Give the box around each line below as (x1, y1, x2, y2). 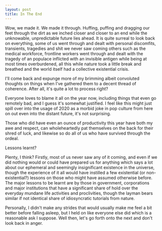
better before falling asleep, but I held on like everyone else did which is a (5, 210, 152, 216)
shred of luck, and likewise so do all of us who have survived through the (5, 130, 151, 136)
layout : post (5, 7, 31, 12)
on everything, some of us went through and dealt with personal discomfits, (5, 40, 156, 46)
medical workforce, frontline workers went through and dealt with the (5, 50, 144, 56)
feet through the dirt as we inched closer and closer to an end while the (5, 30, 147, 36)
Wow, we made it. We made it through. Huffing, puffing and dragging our (5, 25, 150, 31)
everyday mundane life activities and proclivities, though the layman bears (5, 190, 153, 196)
